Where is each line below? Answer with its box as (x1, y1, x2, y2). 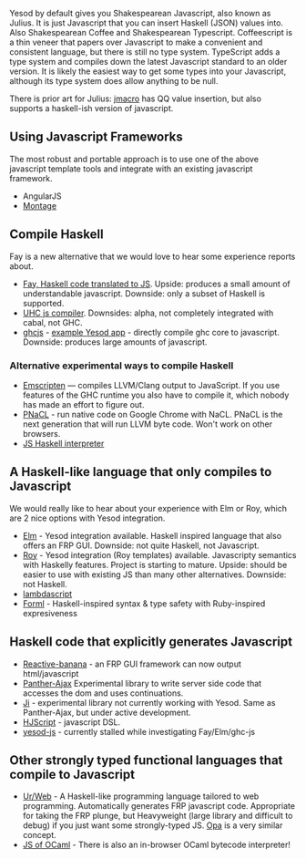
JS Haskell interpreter (22, 438, 105, 449)
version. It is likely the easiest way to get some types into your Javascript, (9, 66, 287, 77)
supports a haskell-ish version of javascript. (9, 103, 174, 113)
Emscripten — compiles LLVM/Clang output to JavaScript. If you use (22, 379, 280, 390)
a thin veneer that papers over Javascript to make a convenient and (9, 36, 263, 47)
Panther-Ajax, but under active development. (22, 707, 191, 718)
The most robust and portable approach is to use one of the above (9, 153, 260, 164)
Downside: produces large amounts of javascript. (22, 336, 208, 347)
